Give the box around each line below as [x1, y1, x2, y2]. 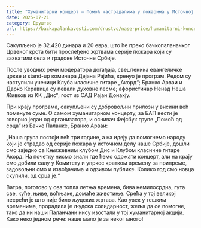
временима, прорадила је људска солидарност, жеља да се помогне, [6, 203, 186, 210]
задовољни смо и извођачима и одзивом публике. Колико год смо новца [6, 166, 194, 173]
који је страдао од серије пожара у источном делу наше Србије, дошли [6, 140, 190, 147]
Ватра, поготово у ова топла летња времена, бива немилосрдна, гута [6, 184, 185, 191]
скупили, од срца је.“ [6, 172, 60, 180]
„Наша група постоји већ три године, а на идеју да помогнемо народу [6, 134, 186, 141]
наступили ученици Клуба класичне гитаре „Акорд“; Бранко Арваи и [6, 79, 182, 86]
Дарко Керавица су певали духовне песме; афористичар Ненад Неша [6, 85, 187, 93]
